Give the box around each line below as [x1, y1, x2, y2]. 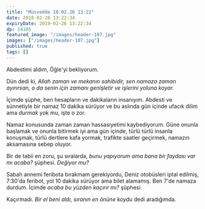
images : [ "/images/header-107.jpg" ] [6, 37, 100, 44]
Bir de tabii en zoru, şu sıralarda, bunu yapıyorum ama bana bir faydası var [6, 152, 196, 159]
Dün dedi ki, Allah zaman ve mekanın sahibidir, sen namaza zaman [6, 77, 176, 85]
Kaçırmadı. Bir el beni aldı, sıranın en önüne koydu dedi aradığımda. [6, 196, 176, 203]
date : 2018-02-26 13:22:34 [6, 15, 75, 21]
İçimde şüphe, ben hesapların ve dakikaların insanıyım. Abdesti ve [6, 96, 173, 103]
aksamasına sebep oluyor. [6, 140, 72, 148]
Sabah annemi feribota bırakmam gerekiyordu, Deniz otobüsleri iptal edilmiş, [6, 170, 199, 178]
